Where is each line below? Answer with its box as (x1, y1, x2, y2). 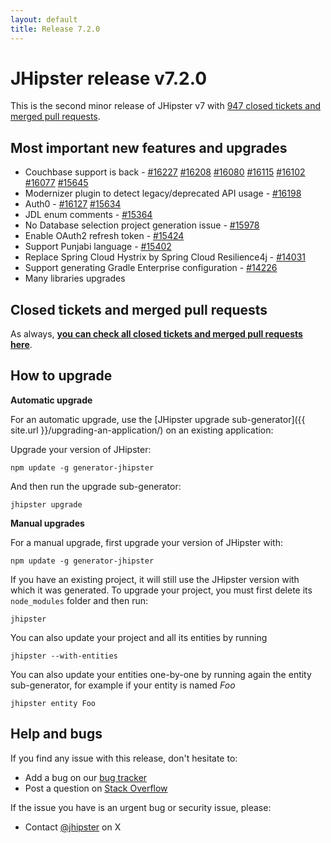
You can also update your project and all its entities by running (10, 631, 268, 643)
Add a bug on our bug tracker (24, 771, 148, 783)
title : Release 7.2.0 (10, 24, 101, 34)
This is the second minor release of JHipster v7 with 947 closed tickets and (10, 100, 322, 112)
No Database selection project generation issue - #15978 (24, 219, 260, 231)
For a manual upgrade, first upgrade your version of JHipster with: (10, 536, 283, 548)
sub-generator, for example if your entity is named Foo (10, 679, 236, 691)
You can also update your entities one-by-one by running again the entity (10, 668, 312, 680)
